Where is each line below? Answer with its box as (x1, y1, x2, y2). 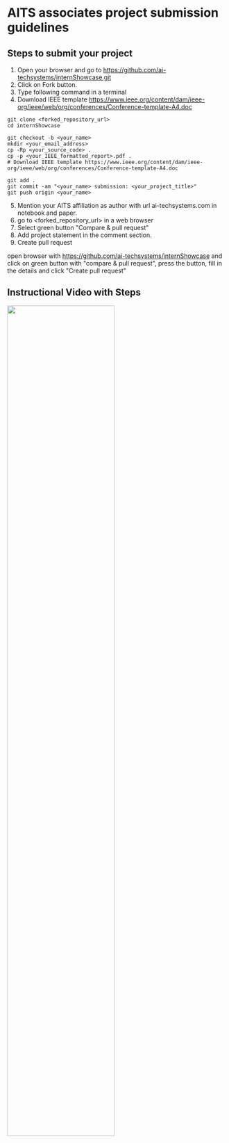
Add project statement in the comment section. (17, 231, 152, 239)
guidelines (7, 19, 69, 35)
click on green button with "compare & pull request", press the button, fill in (7, 259, 222, 267)
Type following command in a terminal (17, 88, 127, 96)
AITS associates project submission (7, 5, 219, 21)
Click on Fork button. (17, 81, 78, 88)
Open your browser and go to (17, 66, 102, 74)
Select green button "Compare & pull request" (17, 224, 149, 232)
